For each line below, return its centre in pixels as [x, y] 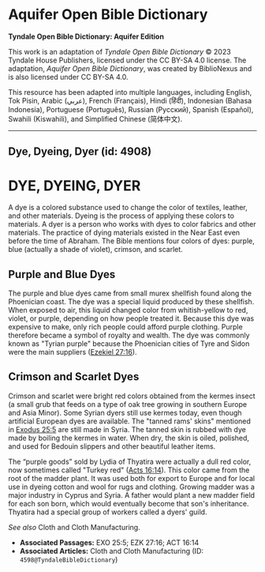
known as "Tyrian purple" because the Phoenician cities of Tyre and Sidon [129, 344]
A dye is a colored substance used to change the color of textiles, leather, [128, 208]
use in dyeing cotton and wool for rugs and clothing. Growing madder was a [131, 487]
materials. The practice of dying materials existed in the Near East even [124, 233]
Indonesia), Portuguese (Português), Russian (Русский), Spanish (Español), [131, 109]
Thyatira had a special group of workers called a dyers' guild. [108, 512]
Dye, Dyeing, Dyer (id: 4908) [80, 152]
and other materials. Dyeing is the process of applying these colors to [121, 216]
